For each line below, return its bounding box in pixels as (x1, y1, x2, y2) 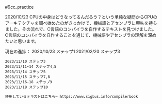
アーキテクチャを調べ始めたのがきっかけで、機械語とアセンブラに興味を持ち (5, 20, 158, 26)
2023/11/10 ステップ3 (5, 59, 46, 64)
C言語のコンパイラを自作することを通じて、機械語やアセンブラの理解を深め (5, 32, 157, 38)
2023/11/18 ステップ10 (5, 85, 48, 89)
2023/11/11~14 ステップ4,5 (5, 64, 57, 69)
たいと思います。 (5, 38, 39, 44)
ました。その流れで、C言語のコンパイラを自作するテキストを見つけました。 (5, 26, 157, 32)
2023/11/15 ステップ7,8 (5, 74, 50, 79)
